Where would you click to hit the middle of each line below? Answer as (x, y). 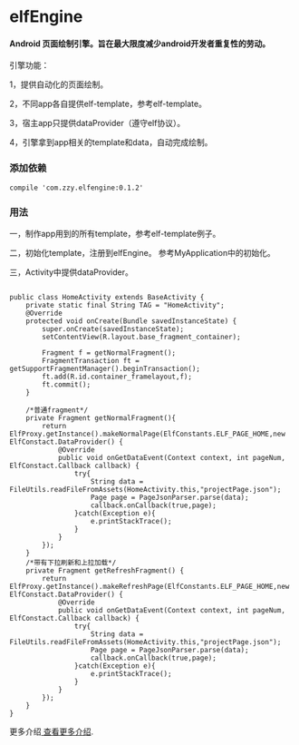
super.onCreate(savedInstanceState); (113, 328)
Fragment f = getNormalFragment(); (109, 353)
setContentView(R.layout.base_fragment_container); (142, 337)
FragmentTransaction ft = (91, 360)
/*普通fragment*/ (57, 410)
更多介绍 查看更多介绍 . (51, 731)
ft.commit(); (67, 384)
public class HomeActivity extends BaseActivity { (107, 297)
